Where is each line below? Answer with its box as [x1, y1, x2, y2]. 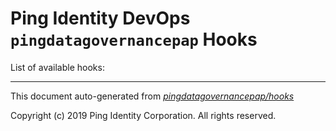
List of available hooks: [10, 61, 105, 73]
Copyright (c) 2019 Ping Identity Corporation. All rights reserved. [10, 109, 277, 121]
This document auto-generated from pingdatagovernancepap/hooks [10, 90, 295, 102]
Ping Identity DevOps [10, 7, 191, 30]
